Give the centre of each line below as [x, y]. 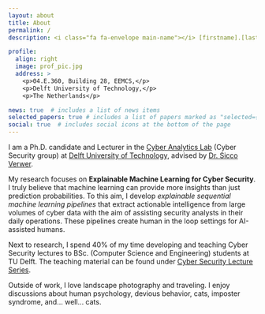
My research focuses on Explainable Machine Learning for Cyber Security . [132, 179]
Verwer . [21, 164]
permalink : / [30, 30]
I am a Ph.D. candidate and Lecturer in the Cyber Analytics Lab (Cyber [122, 147]
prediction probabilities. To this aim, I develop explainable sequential [119, 196]
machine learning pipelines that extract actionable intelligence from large [127, 204]
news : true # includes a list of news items [84, 110]
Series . [20, 270]
